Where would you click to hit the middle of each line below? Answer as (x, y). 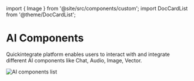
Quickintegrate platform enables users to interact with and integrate (88, 54)
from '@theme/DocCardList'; (41, 15)
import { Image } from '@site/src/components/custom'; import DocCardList (97, 8)
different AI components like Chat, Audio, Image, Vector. (74, 60)
